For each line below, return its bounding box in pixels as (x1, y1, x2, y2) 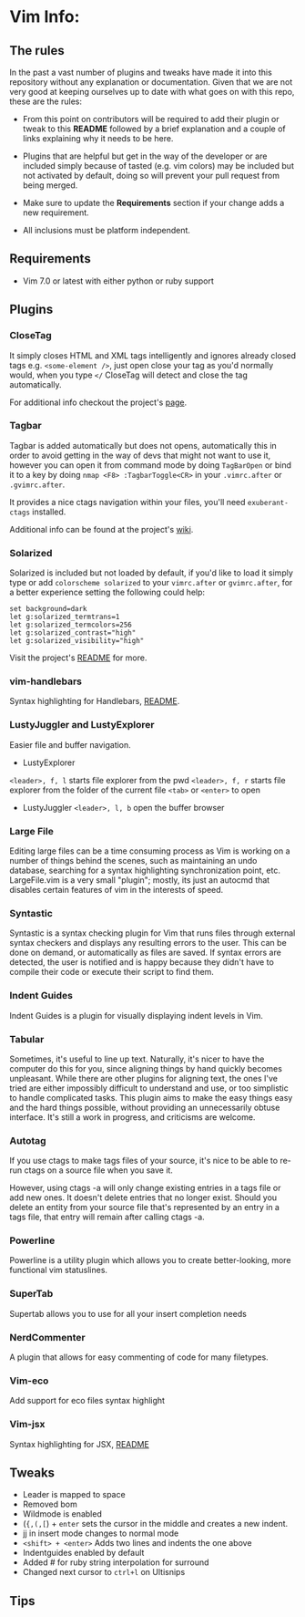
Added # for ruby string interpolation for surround (22, 1557, 209, 1568)
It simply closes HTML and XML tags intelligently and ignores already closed (9, 349, 297, 361)
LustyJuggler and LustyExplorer (9, 719, 155, 731)
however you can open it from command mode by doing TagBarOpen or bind (9, 459, 292, 471)
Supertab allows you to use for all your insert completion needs (9, 1308, 248, 1319)
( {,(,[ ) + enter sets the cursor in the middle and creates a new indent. (22, 1519, 289, 1529)
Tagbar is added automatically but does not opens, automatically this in (9, 440, 278, 451)
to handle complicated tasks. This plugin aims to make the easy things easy (9, 1092, 293, 1103)
